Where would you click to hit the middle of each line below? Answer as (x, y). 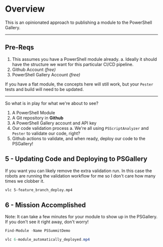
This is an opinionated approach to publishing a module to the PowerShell (79, 22)
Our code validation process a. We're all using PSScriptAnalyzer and (80, 128)
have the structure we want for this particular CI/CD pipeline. (73, 64)
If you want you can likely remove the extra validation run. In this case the (79, 171)
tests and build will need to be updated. (44, 89)
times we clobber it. (25, 181)
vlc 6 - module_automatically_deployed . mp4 (48, 240)
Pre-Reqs (20, 47)
